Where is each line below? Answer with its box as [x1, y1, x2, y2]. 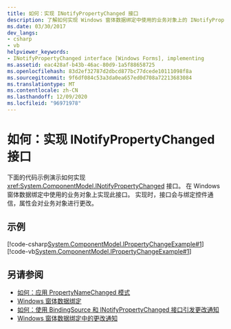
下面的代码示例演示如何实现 [7, 173, 86, 181]
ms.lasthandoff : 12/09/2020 [7, 94, 88, 101]
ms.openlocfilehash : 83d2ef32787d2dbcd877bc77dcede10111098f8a [7, 68, 192, 74]
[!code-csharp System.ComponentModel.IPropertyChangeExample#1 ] [7, 239, 204, 248]
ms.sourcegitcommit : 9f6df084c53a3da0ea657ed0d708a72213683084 [7, 74, 192, 81]
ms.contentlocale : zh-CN [7, 87, 78, 94]
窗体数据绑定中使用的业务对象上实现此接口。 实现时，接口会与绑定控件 [7, 190, 208, 199]
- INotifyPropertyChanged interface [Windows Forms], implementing [7, 55, 205, 62]
